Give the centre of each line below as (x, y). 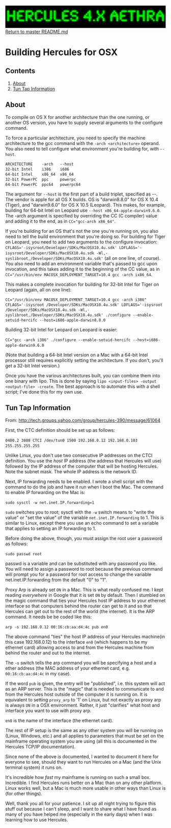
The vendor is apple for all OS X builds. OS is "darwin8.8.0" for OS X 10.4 (82, 199)
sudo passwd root (24, 554)
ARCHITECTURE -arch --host (39, 164)
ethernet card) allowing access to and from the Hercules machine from (80, 647)
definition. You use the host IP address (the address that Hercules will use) (83, 460)
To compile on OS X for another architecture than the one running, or (78, 117)
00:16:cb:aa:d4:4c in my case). (38, 673)
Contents (20, 71)
